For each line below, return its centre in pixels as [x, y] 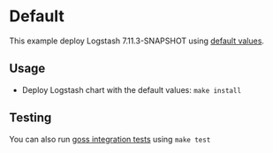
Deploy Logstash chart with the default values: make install [131, 89]
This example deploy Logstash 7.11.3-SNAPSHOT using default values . [137, 41]
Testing [30, 118]
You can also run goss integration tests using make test [110, 139]
